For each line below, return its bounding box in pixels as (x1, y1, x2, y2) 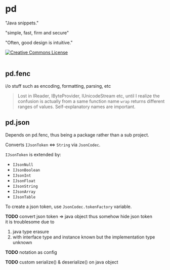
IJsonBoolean (12, 167, 40, 173)
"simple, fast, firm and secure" (5, 29, 69, 36)
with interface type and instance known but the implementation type (12, 234, 155, 240)
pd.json (5, 118, 30, 127)
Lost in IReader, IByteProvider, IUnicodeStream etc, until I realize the (17, 92, 160, 99)
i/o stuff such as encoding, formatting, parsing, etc (5, 83, 111, 89)
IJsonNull (12, 162, 34, 167)
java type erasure (12, 228, 49, 234)
